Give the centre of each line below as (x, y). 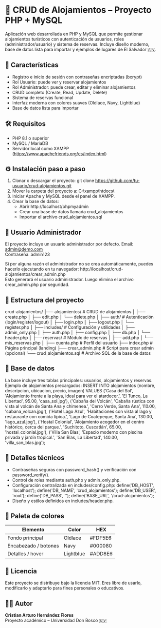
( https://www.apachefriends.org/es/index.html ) (59, 154)
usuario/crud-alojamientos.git (42, 186)
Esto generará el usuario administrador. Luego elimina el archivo (69, 280)
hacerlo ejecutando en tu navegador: (42, 269)
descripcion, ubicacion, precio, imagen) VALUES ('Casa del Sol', (69, 390)
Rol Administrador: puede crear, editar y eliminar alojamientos (74, 87)
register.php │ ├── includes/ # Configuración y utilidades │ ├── (70, 327)
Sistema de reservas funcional (43, 98)
